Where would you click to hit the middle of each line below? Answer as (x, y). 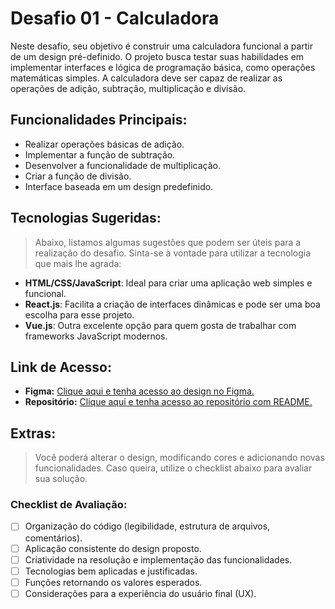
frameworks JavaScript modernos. (96, 336)
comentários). (53, 538)
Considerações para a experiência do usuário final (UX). (140, 593)
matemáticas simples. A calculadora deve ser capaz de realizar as (146, 78)
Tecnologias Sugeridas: (86, 218)
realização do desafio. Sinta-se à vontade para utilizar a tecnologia (173, 253)
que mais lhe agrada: (78, 263)
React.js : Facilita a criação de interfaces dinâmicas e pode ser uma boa (172, 304)
